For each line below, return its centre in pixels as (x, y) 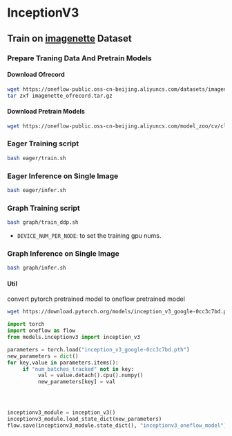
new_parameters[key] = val (77, 382)
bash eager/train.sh (37, 158)
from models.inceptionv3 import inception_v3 (74, 338)
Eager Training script (43, 143)
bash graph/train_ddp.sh (43, 223)
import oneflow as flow (41, 331)
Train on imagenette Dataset (70, 38)
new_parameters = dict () (43, 356)
